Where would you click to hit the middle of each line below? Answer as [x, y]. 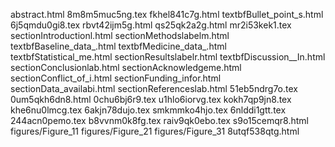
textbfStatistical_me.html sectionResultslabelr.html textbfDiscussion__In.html [168, 57]
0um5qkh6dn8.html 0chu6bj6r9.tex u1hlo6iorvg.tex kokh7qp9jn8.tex [151, 99]
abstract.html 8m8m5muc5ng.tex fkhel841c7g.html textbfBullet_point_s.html [167, 14]
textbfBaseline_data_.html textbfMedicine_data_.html [118, 46]
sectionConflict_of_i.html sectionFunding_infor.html [116, 78]
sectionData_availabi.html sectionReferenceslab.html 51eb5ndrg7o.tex [154, 88]
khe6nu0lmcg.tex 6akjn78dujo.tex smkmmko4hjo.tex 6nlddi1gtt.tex [148, 110]
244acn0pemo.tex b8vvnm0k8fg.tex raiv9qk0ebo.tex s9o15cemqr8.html [159, 120]
